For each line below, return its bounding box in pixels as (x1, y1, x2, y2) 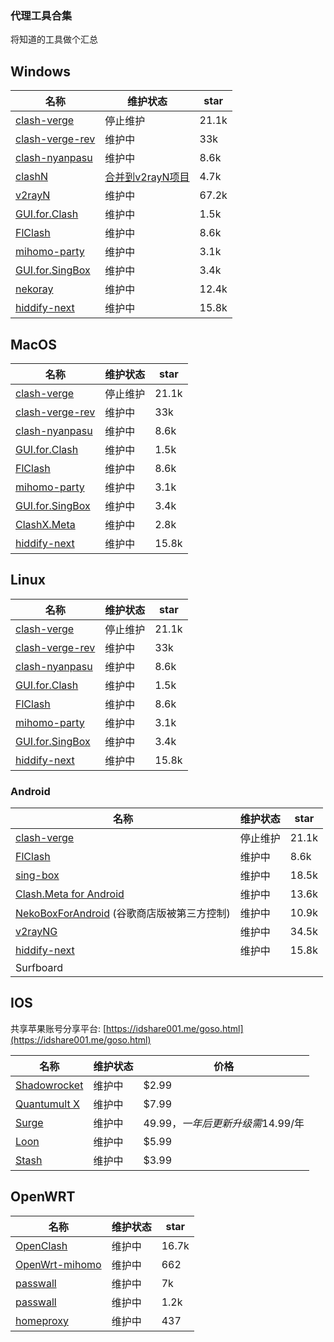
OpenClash (15, 1238, 68, 1252)
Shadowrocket (15, 1078, 84, 1092)
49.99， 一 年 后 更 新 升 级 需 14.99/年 (143, 1116, 305, 1130)
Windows (10, 63, 71, 80)
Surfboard (15, 961, 64, 975)
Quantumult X (15, 1097, 80, 1111)
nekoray (15, 282, 54, 296)
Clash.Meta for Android (15, 887, 125, 901)
